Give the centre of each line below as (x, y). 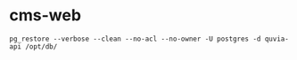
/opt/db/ (41, 46)
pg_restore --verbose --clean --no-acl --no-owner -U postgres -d (135, 39)
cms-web (45, 15)
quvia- (277, 39)
